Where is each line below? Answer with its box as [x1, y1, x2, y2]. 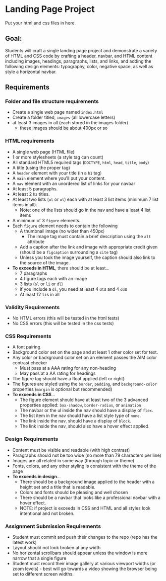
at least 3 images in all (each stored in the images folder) [12, 120, 129, 126]
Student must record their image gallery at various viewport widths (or [12, 560, 156, 566]
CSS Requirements [5, 332, 52, 339]
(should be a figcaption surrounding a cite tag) [19, 249, 118, 255]
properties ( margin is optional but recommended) [12, 386, 112, 392]
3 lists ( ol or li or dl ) [19, 281, 63, 287]
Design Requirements [5, 436, 58, 443]
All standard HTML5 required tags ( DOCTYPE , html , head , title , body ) [12, 159, 150, 165]
